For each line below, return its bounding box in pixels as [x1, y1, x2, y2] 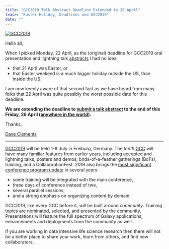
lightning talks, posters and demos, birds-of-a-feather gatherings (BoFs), [5, 156, 157, 162]
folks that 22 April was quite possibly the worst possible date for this [5, 91, 147, 97]
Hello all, [5, 40, 24, 46]
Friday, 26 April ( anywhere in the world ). [5, 111, 92, 117]
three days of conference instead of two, [12, 182, 98, 188]
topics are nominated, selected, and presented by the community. [5, 208, 142, 214]
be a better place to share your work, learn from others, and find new [5, 234, 148, 240]
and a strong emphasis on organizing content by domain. [12, 193, 131, 199]
